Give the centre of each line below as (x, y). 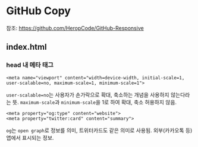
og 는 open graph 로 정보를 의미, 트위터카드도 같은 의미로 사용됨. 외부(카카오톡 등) (99, 130)
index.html (26, 47)
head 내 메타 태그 (30, 65)
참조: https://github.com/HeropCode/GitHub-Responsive (75, 28)
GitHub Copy (39, 11)
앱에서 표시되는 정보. (30, 138)
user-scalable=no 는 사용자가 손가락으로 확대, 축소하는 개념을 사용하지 (88, 95)
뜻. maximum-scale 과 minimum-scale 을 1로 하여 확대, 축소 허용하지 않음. (95, 102)
